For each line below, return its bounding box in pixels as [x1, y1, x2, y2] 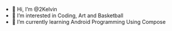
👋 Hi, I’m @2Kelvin [11, 6, 58, 13]
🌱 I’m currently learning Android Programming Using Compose [11, 18, 166, 25]
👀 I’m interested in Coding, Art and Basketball [11, 12, 124, 19]
